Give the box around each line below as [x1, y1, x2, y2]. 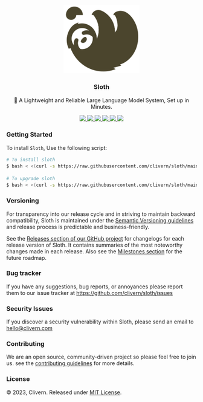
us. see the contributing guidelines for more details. [6, 360, 135, 367]
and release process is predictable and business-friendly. [6, 223, 150, 230]
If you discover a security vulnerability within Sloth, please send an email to [6, 318, 194, 325]
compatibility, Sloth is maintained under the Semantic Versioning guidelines [6, 216, 194, 224]
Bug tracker [6, 269, 42, 277]
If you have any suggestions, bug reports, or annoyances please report [6, 283, 183, 290]
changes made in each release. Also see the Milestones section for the [6, 247, 183, 255]
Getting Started [6, 131, 53, 139]
